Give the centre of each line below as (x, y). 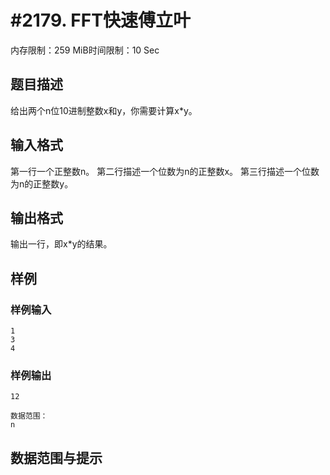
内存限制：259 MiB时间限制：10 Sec (85, 50)
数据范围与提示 (56, 457)
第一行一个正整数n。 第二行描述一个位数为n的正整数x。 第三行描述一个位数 (165, 171)
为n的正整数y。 (42, 183)
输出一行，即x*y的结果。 (61, 244)
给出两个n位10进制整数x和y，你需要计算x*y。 (104, 110)
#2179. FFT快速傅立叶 (100, 20)
